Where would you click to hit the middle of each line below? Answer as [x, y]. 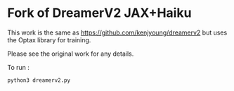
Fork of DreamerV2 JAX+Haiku [99, 13]
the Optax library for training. [49, 40]
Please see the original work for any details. [71, 54]
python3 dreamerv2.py [39, 80]
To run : [19, 67]
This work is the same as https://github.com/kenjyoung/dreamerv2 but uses [117, 32]
